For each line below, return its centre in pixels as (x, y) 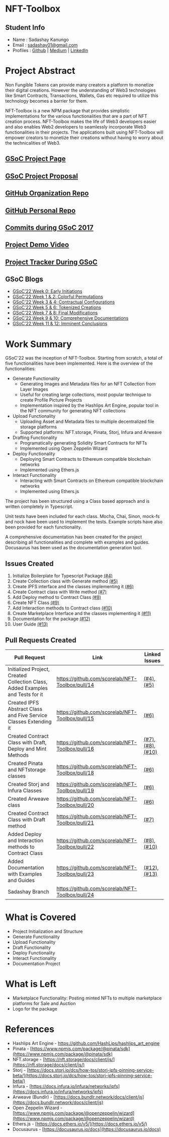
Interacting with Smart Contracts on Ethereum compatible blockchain (92, 480)
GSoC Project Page (35, 159)
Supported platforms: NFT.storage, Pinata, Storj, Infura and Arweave (91, 432)
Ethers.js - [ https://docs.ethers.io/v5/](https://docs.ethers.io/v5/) (80, 1124)
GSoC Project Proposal (41, 176)
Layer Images (34, 389)
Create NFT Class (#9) (36, 603)
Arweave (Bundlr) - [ (34, 1097)
